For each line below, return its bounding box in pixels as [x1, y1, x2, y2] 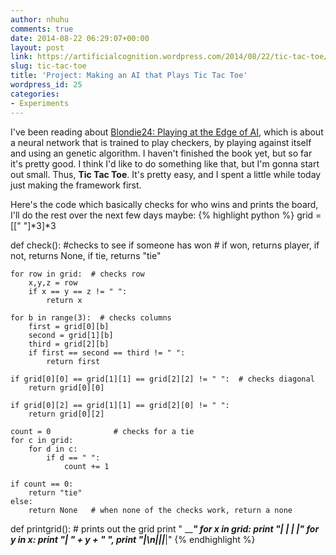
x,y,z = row [28, 277, 78, 288]
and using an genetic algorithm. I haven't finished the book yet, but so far [10, 147, 313, 159]
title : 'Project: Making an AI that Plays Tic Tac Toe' [10, 71, 248, 81]
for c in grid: [10, 435, 74, 445]
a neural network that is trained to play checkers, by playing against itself [10, 136, 312, 148]
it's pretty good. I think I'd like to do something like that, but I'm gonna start [10, 157, 320, 170]
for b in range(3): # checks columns [10, 312, 172, 323]
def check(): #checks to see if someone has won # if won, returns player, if [10, 239, 320, 251]
